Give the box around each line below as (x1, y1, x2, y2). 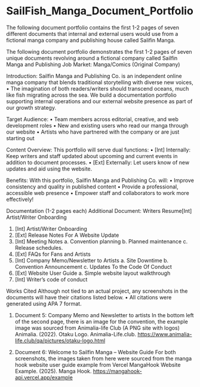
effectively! (6, 196, 34, 203)
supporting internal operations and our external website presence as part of (6, 97, 193, 105)
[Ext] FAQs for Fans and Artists (14, 250, 91, 258)
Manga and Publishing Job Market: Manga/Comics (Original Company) (6, 61, 180, 68)
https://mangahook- (93, 367, 142, 374)
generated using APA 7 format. (6, 300, 82, 307)
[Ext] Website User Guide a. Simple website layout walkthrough (14, 270, 171, 277)
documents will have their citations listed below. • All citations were (6, 293, 172, 301)
